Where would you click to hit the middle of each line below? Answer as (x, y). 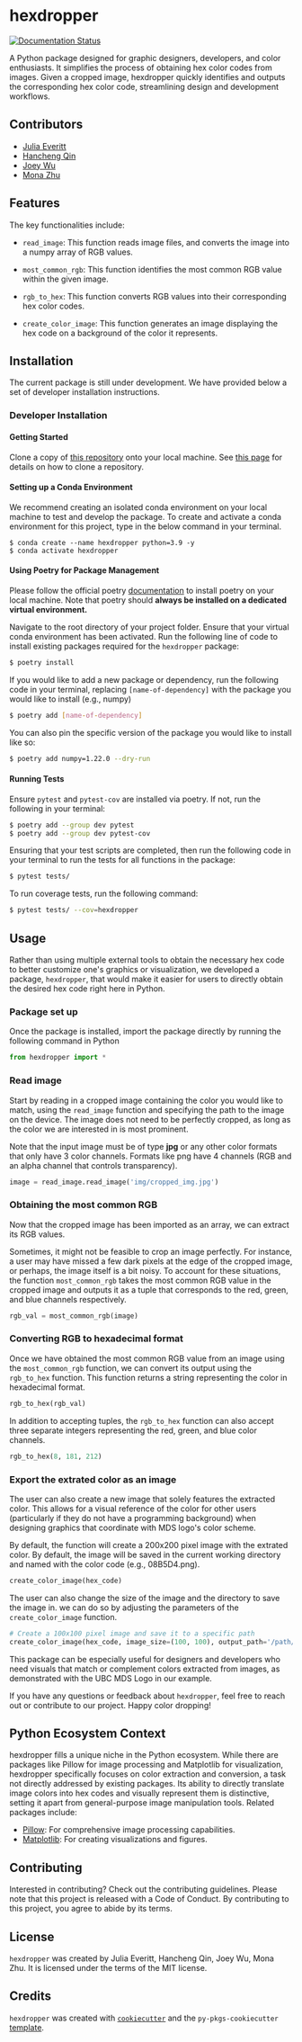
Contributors (46, 125)
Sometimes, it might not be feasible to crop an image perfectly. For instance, (151, 1251)
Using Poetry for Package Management (84, 570)
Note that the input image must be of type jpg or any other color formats (143, 1146)
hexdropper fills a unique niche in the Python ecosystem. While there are (144, 1755)
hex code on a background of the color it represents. (120, 333)
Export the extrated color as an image (93, 1479)
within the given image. (66, 279)
